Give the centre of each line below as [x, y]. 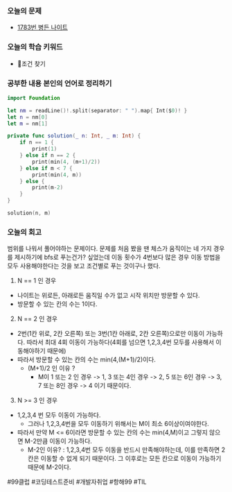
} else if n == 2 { [48, 155]
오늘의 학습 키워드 [35, 47]
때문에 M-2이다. [49, 467]
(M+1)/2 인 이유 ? [51, 368]
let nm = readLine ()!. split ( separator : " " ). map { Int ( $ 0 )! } [97, 110]
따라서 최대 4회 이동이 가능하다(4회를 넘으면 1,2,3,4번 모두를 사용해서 [121, 342]
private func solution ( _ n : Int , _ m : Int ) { [74, 136]
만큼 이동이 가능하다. [64, 441]
